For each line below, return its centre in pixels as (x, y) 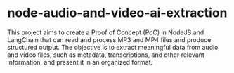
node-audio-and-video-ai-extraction (117, 13)
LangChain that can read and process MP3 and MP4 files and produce (109, 39)
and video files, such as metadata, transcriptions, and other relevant (106, 55)
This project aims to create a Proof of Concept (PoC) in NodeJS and (106, 32)
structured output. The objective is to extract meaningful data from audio (113, 47)
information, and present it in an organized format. (80, 62)
